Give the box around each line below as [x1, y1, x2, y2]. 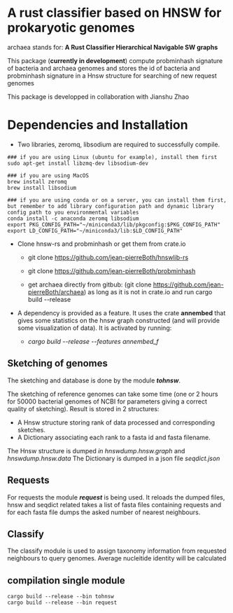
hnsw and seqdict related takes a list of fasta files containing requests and [7, 500, 222, 509]
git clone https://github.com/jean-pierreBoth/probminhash [27, 266, 196, 275]
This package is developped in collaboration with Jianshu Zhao [7, 92, 190, 101]
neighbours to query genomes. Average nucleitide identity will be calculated [7, 554, 227, 563]
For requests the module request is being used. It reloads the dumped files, [7, 493, 225, 502]
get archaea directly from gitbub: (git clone [27, 280, 152, 289]
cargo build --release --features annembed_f [27, 337, 159, 345]
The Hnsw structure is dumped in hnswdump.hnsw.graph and [7, 446, 185, 455]
